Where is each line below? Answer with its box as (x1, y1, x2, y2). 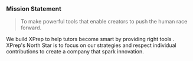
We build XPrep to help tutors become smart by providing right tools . (6, 36, 175, 43)
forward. (20, 24, 42, 31)
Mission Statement (6, 5, 62, 13)
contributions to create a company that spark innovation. (6, 48, 144, 55)
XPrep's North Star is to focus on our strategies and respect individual (6, 42, 176, 49)
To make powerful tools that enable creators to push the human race (20, 18, 188, 25)
